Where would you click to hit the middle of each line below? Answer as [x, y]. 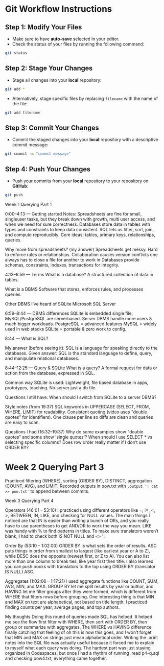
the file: [20, 103]
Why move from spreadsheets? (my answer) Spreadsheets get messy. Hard [82, 249]
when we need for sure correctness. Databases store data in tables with [78, 224]
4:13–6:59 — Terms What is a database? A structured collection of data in [79, 274]
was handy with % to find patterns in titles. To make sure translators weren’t [82, 531]
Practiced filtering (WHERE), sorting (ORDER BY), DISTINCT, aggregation [79, 480]
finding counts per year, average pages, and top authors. [62, 607]
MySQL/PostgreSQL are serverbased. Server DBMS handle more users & [79, 318]
